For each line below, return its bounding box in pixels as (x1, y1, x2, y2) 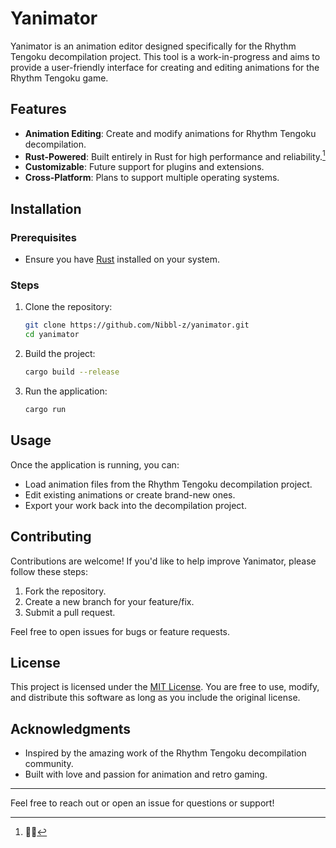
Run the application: (24, 385, 108, 397)
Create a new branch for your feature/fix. (24, 595, 195, 607)
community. (24, 758, 74, 770)
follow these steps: (10, 565, 88, 577)
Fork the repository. (24, 585, 107, 597)
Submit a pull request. (24, 606, 116, 618)
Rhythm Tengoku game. (10, 72, 109, 84)
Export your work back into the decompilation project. (24, 499, 247, 511)
